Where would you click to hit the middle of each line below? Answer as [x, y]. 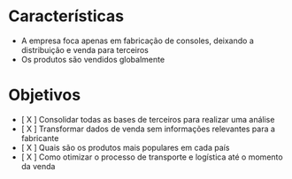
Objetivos [45, 95]
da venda [38, 166]
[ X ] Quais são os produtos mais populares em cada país [125, 147]
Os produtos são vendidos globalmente [93, 59]
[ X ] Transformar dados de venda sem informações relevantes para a [148, 129]
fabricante [40, 138]
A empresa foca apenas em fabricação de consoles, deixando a [137, 41]
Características [66, 16]
